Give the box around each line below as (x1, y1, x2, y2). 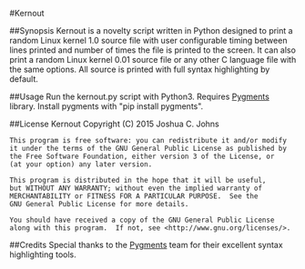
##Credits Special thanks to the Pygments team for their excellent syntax (9, 240, 284, 250)
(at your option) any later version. (9, 160, 153, 169)
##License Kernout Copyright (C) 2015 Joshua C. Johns (9, 118, 220, 129)
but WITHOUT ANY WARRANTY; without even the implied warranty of (9, 184, 262, 193)
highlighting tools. (9, 249, 76, 260)
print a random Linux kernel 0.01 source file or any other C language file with (9, 55, 297, 65)
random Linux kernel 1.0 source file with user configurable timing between (9, 35, 288, 45)
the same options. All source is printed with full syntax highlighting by (9, 64, 270, 75)
